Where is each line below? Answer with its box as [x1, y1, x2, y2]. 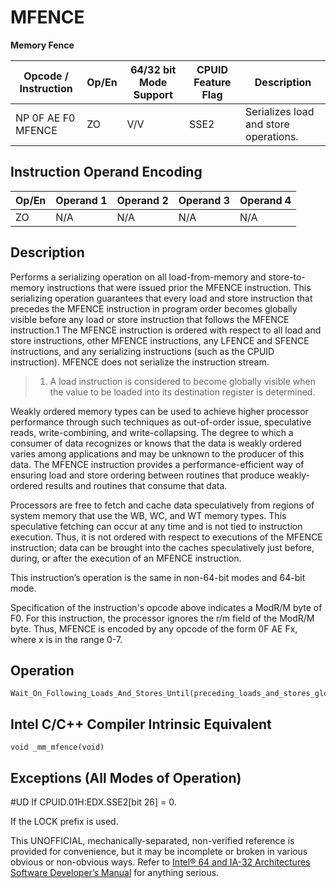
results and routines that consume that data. [44, 479, 228, 491]
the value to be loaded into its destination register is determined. [49, 386, 316, 398]
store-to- [268, 271, 306, 283]
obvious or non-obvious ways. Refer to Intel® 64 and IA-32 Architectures [10, 856, 311, 868]
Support [133, 87, 173, 101]
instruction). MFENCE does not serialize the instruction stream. [10, 356, 270, 368]
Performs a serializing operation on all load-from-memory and [10, 271, 267, 283]
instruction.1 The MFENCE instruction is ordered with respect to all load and [10, 324, 322, 336]
